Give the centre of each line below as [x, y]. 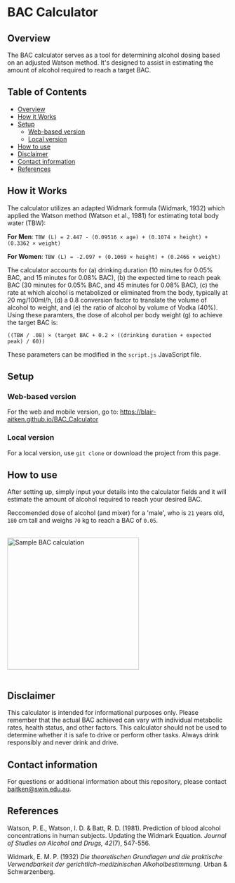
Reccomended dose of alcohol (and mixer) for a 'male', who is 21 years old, [116, 513]
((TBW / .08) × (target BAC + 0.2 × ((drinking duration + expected [109, 335]
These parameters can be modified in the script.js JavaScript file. [105, 354]
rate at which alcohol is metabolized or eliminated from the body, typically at [117, 292]
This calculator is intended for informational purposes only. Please [103, 713]
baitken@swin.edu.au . [39, 789]
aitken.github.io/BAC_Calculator [53, 419]
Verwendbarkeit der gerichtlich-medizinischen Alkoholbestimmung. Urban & [117, 864]
